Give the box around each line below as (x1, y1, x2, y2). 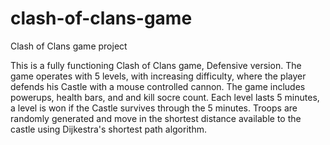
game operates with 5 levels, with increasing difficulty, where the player (10, 70, 307, 82)
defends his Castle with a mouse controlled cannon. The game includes (10, 80, 306, 92)
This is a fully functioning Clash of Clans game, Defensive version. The (10, 59, 302, 71)
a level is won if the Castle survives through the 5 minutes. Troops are (10, 102, 298, 114)
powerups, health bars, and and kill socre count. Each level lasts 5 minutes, (10, 91, 320, 103)
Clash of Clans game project (10, 40, 128, 52)
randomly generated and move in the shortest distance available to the (10, 112, 302, 124)
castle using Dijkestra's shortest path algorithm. (10, 123, 207, 135)
